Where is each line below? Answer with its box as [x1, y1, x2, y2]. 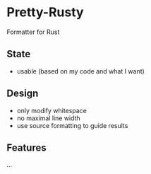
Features [6, 141, 47, 153]
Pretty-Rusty [6, 4, 84, 21]
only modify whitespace [16, 106, 87, 115]
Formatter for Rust [6, 28, 60, 36]
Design [6, 88, 39, 100]
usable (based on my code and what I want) [16, 66, 145, 75]
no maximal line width [16, 114, 80, 122]
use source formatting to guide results [16, 121, 128, 129]
